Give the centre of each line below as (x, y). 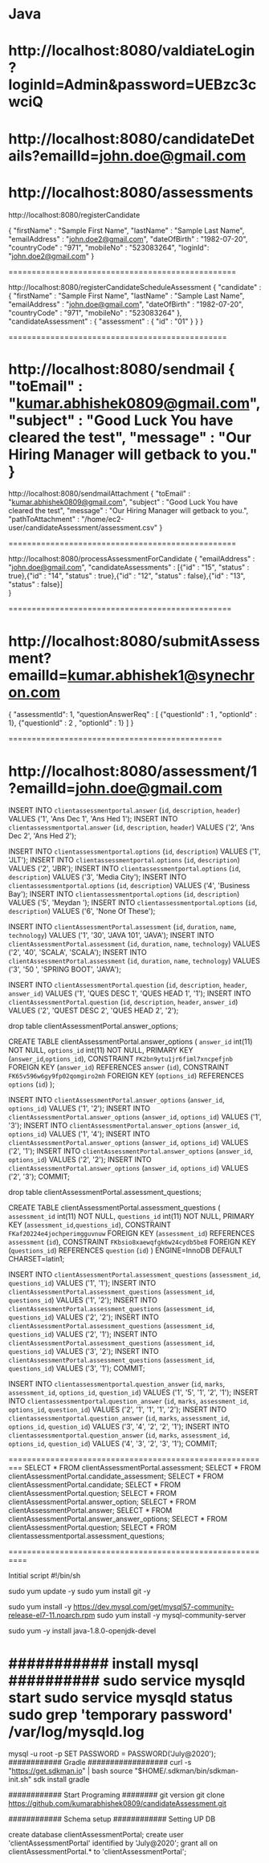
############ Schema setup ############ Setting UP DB (112, 1819)
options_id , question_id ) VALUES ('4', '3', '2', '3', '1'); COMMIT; (113, 1444)
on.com (35, 692)
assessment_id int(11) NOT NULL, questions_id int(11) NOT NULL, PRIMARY (131, 1217)
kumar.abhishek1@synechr (161, 675)
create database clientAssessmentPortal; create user (96, 1835)
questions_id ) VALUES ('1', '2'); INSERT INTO (83, 1300)
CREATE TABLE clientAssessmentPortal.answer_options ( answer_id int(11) (130, 1042)
